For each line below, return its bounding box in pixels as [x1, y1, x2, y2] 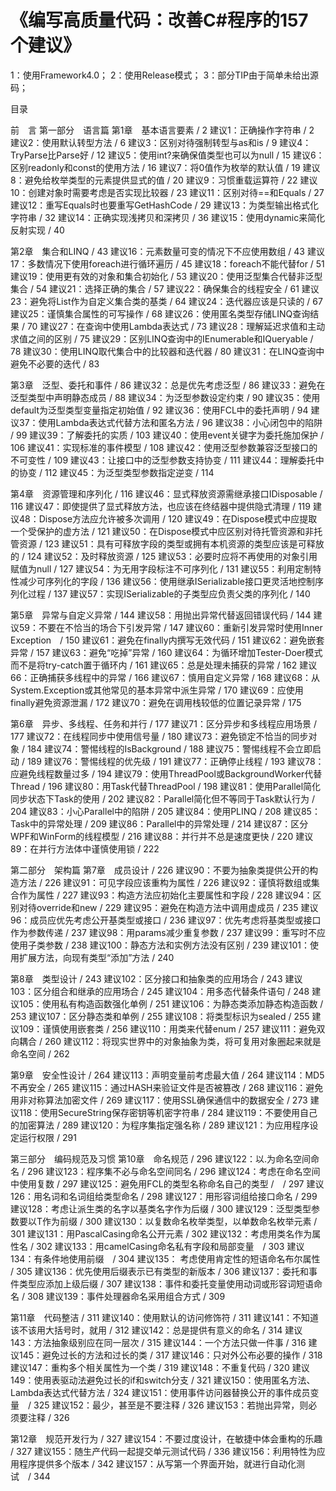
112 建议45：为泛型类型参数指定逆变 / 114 [44, 466, 215, 478]
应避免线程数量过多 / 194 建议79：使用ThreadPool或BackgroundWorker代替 [10, 767, 323, 780]
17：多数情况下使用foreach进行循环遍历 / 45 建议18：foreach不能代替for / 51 [10, 257, 325, 270]
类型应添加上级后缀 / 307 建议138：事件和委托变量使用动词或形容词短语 [18, 1277, 314, 1290]
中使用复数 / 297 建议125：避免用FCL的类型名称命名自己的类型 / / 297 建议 [10, 1177, 325, 1190]
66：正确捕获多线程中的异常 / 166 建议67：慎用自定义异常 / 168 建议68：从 [10, 671, 321, 683]
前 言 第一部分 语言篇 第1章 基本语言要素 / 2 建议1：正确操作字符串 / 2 [10, 124, 315, 136]
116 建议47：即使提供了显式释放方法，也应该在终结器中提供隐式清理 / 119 [10, 500, 311, 512]
